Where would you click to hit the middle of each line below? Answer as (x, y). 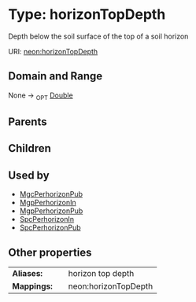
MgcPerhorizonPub (51, 194)
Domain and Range (55, 76)
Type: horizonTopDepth (87, 15)
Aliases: (28, 273)
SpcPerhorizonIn (47, 219)
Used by (29, 175)
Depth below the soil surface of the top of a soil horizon (98, 36)
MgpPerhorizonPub (51, 211)
